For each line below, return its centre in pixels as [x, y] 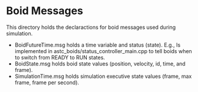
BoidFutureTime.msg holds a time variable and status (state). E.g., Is [98, 45]
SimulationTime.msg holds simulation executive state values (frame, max [103, 76]
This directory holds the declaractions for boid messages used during [91, 27]
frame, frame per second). [47, 82]
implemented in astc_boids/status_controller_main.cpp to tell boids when [103, 51]
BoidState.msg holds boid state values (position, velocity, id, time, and [100, 64]
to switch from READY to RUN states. [60, 57]
